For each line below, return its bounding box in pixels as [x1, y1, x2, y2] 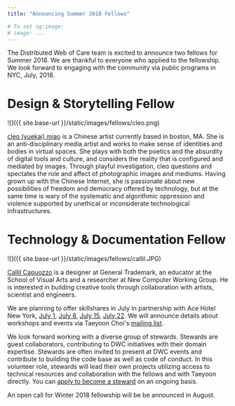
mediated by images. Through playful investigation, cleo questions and [7, 162, 212, 170]
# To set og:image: [7, 22, 65, 30]
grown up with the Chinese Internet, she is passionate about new [7, 177, 195, 186]
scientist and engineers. [7, 290, 77, 299]
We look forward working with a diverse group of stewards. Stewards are [7, 332, 219, 341]
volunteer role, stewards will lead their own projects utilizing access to [7, 363, 210, 371]
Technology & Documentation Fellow [7, 231, 226, 248]
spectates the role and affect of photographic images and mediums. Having [7, 170, 226, 178]
